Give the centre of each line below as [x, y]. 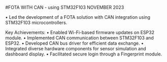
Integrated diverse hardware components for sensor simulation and [76, 49]
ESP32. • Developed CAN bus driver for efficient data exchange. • [74, 43]
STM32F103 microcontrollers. [36, 23]
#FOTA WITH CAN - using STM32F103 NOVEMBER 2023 [65, 7]
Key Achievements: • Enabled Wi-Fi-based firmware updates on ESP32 [80, 32]
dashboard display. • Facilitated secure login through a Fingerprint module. [84, 54]
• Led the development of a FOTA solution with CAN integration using [78, 17]
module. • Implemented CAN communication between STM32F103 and [79, 38]
